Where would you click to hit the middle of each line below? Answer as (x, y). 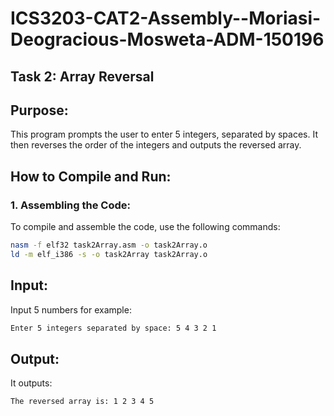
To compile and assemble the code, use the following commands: (145, 227)
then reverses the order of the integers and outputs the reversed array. (156, 145)
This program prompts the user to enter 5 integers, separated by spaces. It (164, 134)
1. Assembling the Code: (70, 205)
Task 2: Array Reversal (82, 76)
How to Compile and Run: (91, 176)
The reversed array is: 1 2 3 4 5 (82, 402)
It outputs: (31, 383)
